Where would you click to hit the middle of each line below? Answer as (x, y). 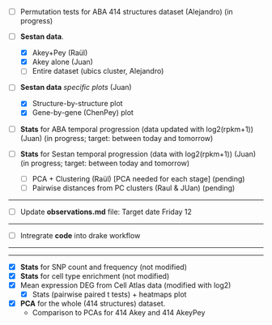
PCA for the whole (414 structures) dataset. (93, 304)
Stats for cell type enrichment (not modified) (95, 276)
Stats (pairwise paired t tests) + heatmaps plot (109, 294)
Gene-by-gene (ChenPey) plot (83, 113)
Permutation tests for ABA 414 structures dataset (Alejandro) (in (126, 12)
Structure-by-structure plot (77, 104)
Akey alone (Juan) (62, 62)
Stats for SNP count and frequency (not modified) (104, 267)
